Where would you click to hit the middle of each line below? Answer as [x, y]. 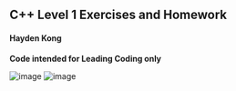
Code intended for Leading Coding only [86, 58]
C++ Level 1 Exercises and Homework [118, 15]
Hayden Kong [36, 38]
